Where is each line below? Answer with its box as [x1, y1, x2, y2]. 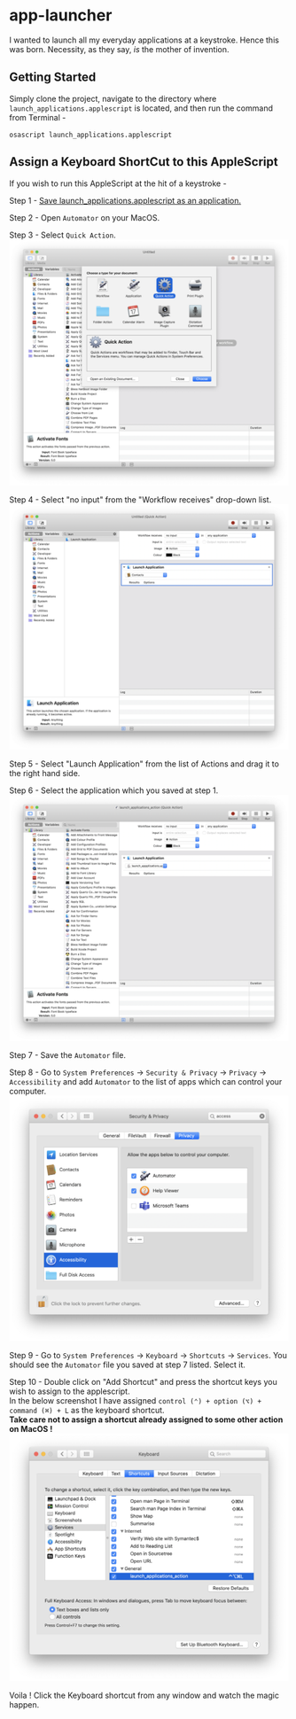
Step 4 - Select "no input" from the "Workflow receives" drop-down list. [9, 494, 272, 505]
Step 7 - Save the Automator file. [9, 1050, 127, 1061]
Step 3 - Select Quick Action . [9, 229, 117, 240]
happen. [9, 1700, 40, 1710]
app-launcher [9, 5, 113, 26]
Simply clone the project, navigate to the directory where [9, 93, 217, 104]
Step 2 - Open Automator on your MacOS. [9, 212, 160, 222]
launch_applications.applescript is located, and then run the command [9, 103, 273, 113]
